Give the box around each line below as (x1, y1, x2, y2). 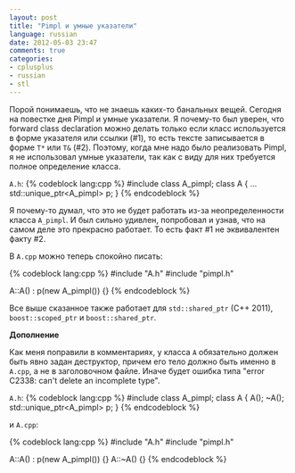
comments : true (9, 46, 66, 55)
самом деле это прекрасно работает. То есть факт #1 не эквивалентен (9, 224, 280, 235)
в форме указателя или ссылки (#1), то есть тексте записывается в (9, 132, 265, 143)
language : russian (9, 29, 78, 38)
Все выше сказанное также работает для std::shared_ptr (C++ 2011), (9, 303, 274, 313)
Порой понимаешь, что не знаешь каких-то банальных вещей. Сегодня (9, 104, 282, 114)
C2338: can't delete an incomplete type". (9, 375, 160, 386)
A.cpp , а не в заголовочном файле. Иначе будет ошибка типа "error (9, 365, 266, 376)
